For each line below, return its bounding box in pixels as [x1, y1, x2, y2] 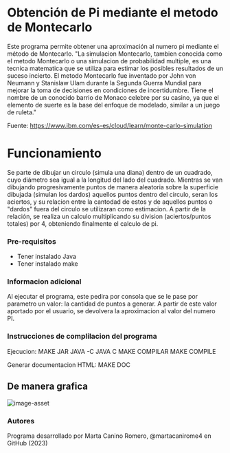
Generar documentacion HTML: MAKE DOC [7, 360, 130, 369]
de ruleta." [7, 108, 36, 116]
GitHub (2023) [7, 439, 48, 447]
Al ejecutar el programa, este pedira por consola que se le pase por [7, 293, 198, 301]
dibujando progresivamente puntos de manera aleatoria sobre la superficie [7, 182, 218, 191]
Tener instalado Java [16, 253, 77, 261]
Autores [7, 416, 35, 425]
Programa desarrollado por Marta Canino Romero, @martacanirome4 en [7, 432, 211, 440]
